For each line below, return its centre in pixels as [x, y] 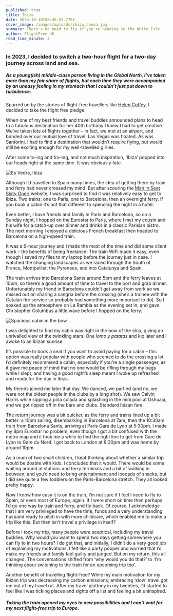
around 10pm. [20, 448]
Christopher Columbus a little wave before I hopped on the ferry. [74, 311]
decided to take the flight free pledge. [46, 110]
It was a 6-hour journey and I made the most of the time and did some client [86, 246]
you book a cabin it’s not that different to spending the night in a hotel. [80, 204]
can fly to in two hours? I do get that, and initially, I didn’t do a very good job [86, 543]
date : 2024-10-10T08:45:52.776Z [40, 20]
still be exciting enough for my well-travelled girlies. [60, 147]
